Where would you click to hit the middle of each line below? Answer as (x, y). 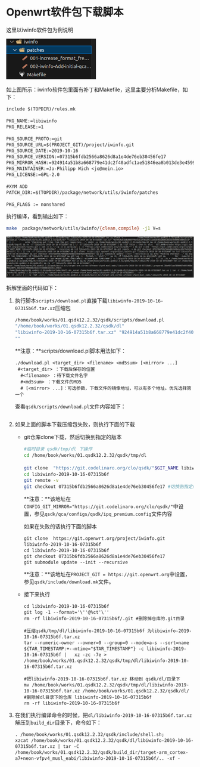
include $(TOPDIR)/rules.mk (41, 109)
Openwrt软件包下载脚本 (65, 12)
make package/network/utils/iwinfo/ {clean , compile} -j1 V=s (84, 228)
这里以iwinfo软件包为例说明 (40, 30)
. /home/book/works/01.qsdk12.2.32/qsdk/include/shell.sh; (90, 735)
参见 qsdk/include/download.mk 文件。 (69, 582)
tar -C (71, 747)
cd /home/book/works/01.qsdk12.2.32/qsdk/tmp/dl (85, 455)
